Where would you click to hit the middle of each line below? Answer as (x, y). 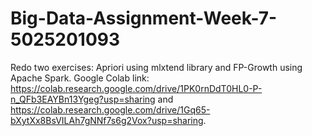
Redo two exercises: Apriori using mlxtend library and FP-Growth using (156, 67)
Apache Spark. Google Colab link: (80, 78)
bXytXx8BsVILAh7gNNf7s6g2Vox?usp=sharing (107, 120)
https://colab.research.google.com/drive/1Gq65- (110, 109)
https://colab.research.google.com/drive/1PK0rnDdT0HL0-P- (136, 88)
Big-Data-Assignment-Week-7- (144, 18)
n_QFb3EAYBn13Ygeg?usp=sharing (83, 99)
